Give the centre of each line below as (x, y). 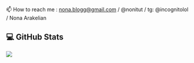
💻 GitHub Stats (35, 37)
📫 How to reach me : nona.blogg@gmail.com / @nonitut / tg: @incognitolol (97, 9)
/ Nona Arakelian (26, 18)
